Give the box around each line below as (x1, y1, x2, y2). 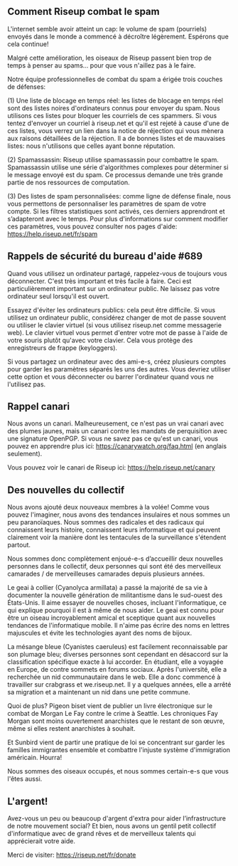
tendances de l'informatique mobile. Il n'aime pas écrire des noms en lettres (7, 621, 229, 630)
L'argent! (7, 795, 48, 807)
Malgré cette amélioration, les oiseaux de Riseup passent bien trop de (7, 53, 212, 62)
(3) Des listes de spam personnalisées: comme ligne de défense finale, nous (7, 191, 231, 200)
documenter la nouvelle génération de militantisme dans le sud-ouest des (7, 591, 223, 600)
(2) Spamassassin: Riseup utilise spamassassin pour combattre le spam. (7, 155, 219, 164)
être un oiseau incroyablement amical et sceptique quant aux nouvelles (7, 613, 216, 622)
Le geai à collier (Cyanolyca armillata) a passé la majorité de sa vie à (7, 584, 208, 592)
